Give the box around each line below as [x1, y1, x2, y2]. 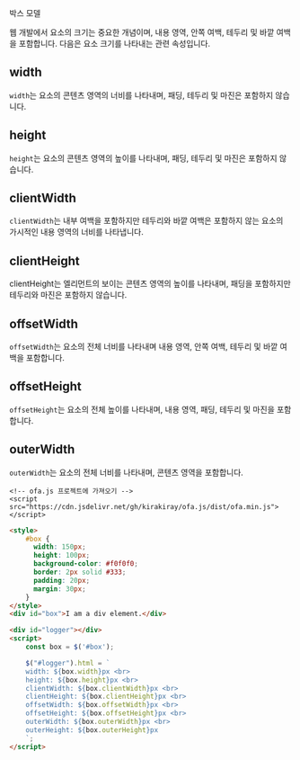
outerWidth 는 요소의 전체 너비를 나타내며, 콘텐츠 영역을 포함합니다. [9, 467, 244, 478]
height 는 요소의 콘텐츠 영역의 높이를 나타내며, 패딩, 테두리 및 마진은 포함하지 [9, 152, 278, 164]
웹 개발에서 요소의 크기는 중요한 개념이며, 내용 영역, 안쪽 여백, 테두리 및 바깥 [9, 27, 275, 38]
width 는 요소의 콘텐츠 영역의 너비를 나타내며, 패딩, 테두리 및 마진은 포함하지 [9, 89, 274, 101]
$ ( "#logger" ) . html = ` [25, 658, 110, 667]
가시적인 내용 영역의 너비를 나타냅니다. [9, 227, 144, 237]
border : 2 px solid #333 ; [32, 568, 127, 577]
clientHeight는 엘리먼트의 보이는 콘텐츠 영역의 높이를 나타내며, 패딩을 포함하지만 [9, 278, 292, 290]
